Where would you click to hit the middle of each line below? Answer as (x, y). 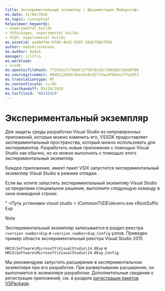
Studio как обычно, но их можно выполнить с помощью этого (71, 153)
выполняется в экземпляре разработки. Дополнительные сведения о (80, 273)
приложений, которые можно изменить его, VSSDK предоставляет (77, 137)
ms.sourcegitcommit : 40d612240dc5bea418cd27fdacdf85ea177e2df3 (72, 75)
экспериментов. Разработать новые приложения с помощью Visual (77, 148)
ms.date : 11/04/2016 (27, 14)
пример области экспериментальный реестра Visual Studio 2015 (74, 239)
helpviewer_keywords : (28, 24)
